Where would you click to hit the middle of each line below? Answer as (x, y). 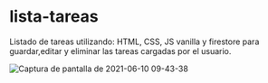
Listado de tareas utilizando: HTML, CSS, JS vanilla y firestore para (134, 41)
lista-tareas (54, 17)
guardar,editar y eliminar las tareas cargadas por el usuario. (120, 51)
